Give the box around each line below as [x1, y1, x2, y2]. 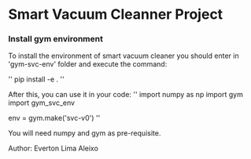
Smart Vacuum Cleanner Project [8, 5, 223, 23]
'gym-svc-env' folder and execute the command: [8, 60, 168, 69]
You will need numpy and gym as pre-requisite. [8, 128, 161, 138]
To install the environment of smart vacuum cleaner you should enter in [8, 51, 239, 60]
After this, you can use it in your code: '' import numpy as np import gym [8, 90, 244, 99]
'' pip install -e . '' [8, 74, 65, 84]
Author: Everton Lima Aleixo [8, 143, 98, 154]
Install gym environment [8, 34, 104, 45]
